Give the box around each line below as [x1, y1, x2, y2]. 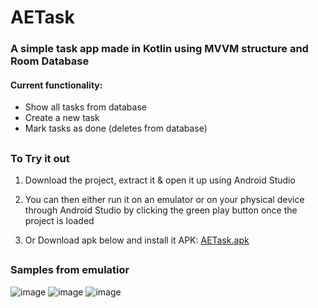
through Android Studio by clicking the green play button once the [24, 204, 298, 216]
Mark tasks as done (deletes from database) [24, 122, 208, 135]
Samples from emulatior [10, 263, 130, 277]
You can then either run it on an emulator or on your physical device [24, 194, 305, 206]
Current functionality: [10, 79, 103, 91]
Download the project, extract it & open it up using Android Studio [24, 174, 296, 186]
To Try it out [10, 151, 70, 165]
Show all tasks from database [24, 101, 147, 113]
